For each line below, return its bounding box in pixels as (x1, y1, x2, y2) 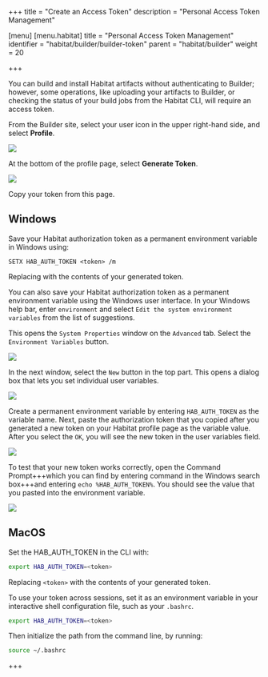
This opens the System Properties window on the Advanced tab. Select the (8, 328, 251, 338)
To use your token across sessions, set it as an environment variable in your (8, 592, 258, 603)
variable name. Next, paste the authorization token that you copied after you (8, 415, 260, 424)
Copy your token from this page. (8, 190, 115, 198)
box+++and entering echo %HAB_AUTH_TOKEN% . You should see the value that (8, 479, 254, 489)
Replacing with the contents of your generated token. (8, 271, 184, 281)
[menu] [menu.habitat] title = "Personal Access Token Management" (8, 31, 234, 40)
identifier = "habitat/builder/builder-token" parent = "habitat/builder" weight (8, 39, 258, 49)
